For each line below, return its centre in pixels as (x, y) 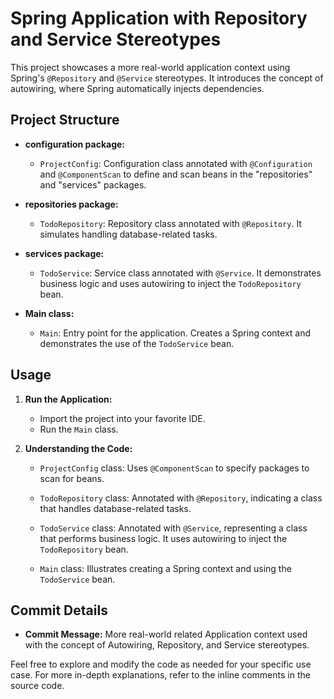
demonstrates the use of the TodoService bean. (137, 343)
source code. (37, 686)
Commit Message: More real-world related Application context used (166, 634)
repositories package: (71, 204)
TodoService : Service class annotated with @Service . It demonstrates (180, 273)
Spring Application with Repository (159, 18)
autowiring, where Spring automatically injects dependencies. (137, 88)
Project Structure (65, 120)
